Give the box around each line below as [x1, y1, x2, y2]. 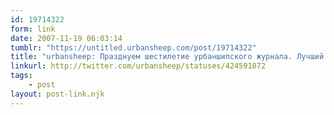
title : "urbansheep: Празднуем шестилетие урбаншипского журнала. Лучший [10, 52, 325, 62]
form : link [10, 24, 56, 34]
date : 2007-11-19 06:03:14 [10, 33, 123, 43]
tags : [10, 71, 33, 81]
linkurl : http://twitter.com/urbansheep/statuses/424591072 [10, 61, 267, 71]
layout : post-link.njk [10, 89, 105, 99]
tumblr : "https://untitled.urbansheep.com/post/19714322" [10, 42, 257, 53]
